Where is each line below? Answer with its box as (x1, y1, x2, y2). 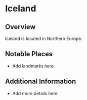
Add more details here (12, 90, 58, 96)
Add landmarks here (12, 63, 54, 69)
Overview (5, 23, 36, 31)
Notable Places (5, 50, 53, 58)
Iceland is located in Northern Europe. (5, 35, 83, 41)
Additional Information (5, 77, 76, 86)
